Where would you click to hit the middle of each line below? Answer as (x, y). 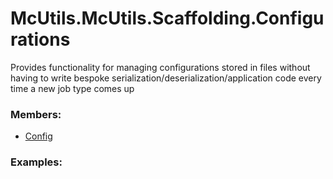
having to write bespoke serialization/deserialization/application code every (166, 78)
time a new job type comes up (72, 88)
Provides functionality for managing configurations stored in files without (160, 67)
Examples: (36, 162)
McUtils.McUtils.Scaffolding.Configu (167, 18)
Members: (36, 114)
